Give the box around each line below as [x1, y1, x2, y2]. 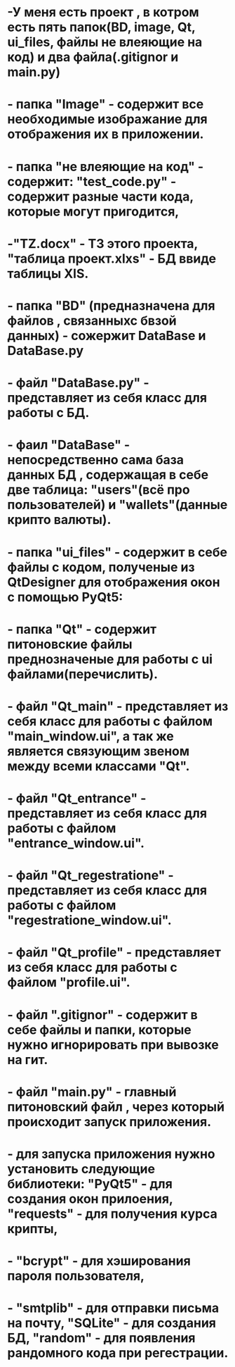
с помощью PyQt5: [7, 589, 123, 605]
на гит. [7, 1051, 48, 1068]
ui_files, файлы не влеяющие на [7, 35, 203, 50]
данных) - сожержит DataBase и [7, 327, 206, 344]
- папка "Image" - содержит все [7, 96, 204, 113]
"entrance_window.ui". [7, 835, 145, 851]
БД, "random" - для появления [7, 1330, 196, 1346]
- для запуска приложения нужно [7, 1146, 215, 1162]
